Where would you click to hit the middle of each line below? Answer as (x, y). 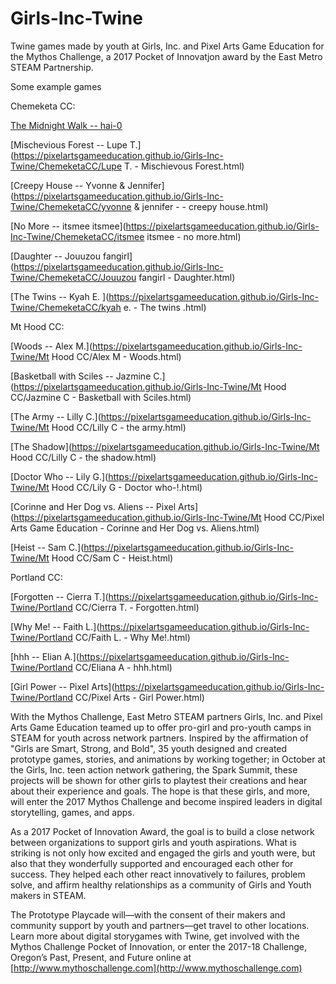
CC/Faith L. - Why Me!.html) (132, 637)
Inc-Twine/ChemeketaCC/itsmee (77, 236)
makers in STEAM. (48, 895)
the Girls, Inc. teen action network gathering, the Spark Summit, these (154, 769)
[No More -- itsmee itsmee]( (68, 226)
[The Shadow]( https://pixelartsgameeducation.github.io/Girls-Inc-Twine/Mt (165, 446)
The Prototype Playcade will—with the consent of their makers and (148, 914)
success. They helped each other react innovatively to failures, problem (158, 874)
